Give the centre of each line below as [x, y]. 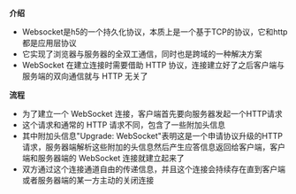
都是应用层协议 [49, 43]
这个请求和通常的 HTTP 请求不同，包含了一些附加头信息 [124, 125]
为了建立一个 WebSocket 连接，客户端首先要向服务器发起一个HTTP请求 [152, 114]
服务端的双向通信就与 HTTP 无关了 [85, 76]
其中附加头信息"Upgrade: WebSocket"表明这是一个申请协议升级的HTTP [152, 136]
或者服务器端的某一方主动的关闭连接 [88, 180]
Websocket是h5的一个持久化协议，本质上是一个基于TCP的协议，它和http [155, 32]
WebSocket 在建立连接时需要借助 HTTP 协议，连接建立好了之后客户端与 [153, 65]
